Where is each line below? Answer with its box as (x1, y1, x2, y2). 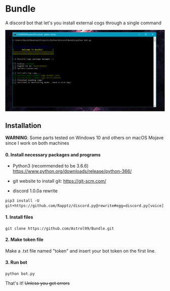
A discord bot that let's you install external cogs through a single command (5, 20, 162, 26)
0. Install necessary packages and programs (5, 151, 101, 157)
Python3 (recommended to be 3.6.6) (12, 163, 89, 169)
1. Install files (5, 214, 33, 220)
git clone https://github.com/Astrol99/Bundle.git (5, 226, 114, 231)
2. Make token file (5, 236, 44, 243)
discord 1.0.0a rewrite (12, 188, 58, 194)
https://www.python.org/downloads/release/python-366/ (12, 168, 132, 175)
